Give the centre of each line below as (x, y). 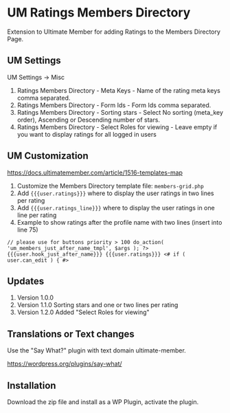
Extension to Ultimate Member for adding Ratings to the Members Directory (114, 32)
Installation (32, 385)
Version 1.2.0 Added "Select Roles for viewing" (83, 312)
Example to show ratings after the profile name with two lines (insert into (119, 222)
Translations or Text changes (71, 334)
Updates (26, 281)
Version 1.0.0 (35, 298)
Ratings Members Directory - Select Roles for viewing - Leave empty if (117, 127)
